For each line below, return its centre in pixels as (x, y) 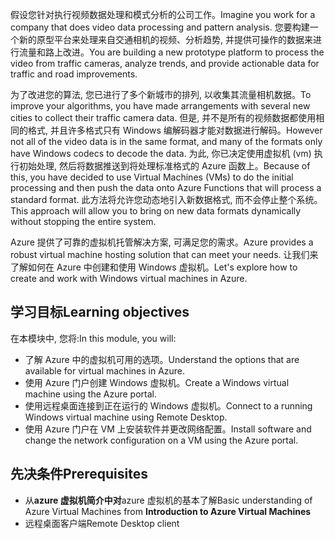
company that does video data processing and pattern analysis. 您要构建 (160, 27)
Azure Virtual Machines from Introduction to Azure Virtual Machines (168, 511)
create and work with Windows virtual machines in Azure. (129, 278)
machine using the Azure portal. (90, 394)
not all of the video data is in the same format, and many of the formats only (166, 141)
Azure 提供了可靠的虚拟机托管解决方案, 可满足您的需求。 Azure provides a (162, 242)
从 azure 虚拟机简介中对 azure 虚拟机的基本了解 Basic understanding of (168, 500)
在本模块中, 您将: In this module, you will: (93, 338)
